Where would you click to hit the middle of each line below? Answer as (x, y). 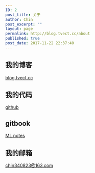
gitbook (18, 123)
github (12, 107)
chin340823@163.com (29, 165)
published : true (22, 39)
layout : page (19, 29)
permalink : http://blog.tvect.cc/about (48, 34)
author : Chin (19, 19)
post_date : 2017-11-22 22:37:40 (40, 43)
